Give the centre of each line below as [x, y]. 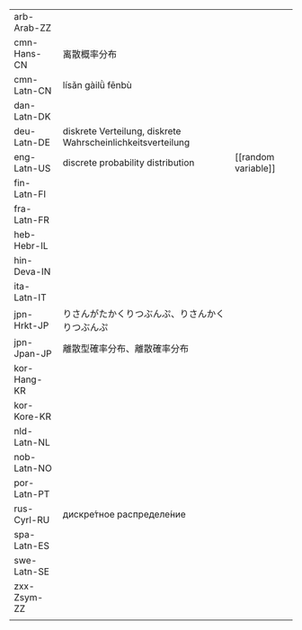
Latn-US [32, 168]
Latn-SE [31, 572]
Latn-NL [32, 442]
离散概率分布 [90, 54]
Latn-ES [31, 546]
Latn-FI [30, 194]
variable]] [255, 168]
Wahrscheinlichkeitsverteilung [126, 142]
